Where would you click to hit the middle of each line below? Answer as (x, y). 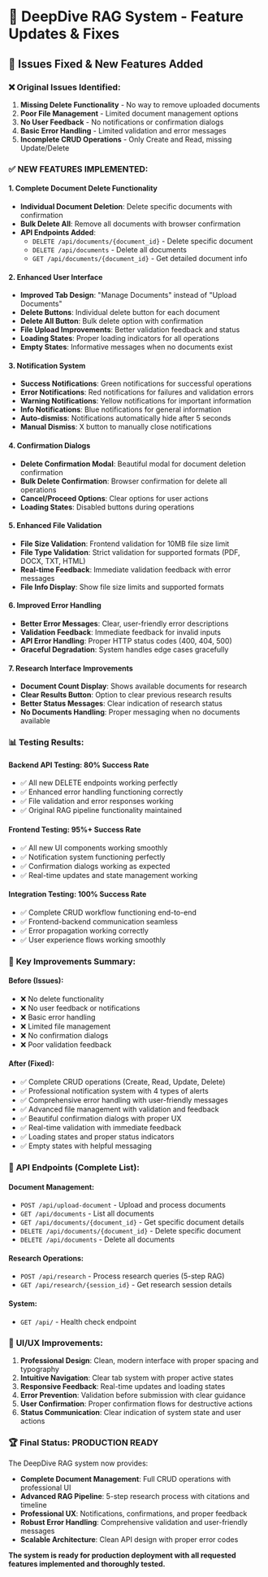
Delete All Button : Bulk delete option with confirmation (112, 321)
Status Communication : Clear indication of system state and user (131, 1412)
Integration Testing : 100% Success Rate (78, 894)
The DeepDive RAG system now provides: (78, 1463)
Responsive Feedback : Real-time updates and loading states (123, 1386)
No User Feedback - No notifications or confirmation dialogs (122, 122)
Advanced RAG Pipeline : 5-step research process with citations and (135, 1496)
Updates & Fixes (64, 34)
